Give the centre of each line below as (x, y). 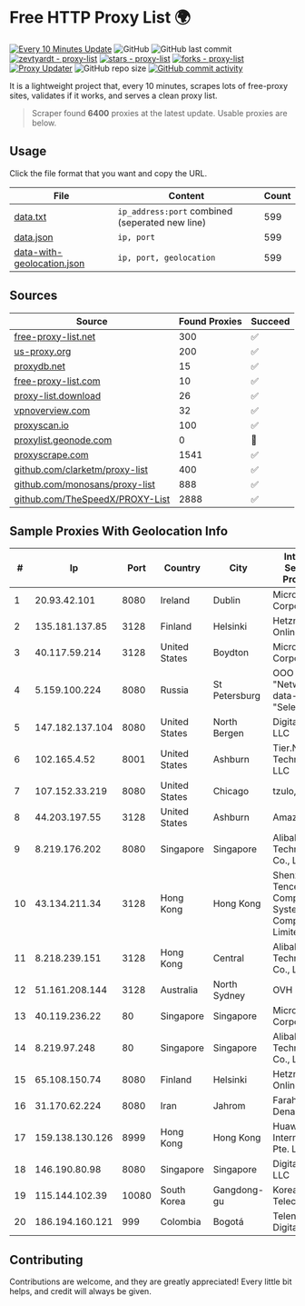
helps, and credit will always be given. (80, 1291)
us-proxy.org (43, 351)
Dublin (226, 601)
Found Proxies (210, 321)
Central (229, 958)
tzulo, (285, 792)
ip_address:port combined (175, 211)
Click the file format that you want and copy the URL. (108, 173)
